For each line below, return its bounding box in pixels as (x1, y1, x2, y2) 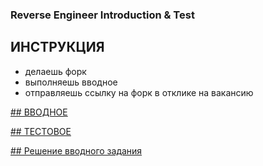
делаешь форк (24, 65, 87, 77)
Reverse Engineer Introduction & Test (10, 8, 195, 22)
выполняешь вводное (24, 76, 118, 88)
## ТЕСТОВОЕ (10, 125, 72, 137)
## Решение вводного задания (10, 144, 143, 157)
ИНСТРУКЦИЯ (10, 39, 105, 56)
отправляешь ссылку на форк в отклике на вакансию (24, 86, 254, 98)
